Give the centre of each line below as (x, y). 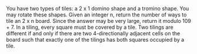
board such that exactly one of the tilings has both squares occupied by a (95, 40)
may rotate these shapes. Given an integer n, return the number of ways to (96, 15)
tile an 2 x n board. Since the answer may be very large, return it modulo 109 (98, 21)
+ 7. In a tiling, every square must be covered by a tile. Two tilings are (90, 27)
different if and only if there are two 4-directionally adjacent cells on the (93, 33)
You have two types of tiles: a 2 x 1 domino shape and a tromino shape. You (98, 9)
